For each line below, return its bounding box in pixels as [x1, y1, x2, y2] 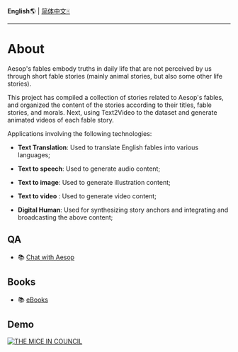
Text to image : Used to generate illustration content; [17, 178, 171, 186]
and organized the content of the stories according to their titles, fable [7, 101, 212, 109]
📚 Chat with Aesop [17, 253, 75, 261]
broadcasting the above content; [17, 212, 113, 222]
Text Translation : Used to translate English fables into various [17, 143, 199, 152]
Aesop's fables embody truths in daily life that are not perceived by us [7, 64, 212, 73]
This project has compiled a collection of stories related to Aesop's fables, [7, 93, 225, 101]
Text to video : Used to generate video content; [17, 191, 157, 200]
